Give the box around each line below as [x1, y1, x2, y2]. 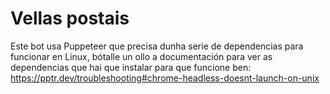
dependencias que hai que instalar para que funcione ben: [10, 61, 252, 73]
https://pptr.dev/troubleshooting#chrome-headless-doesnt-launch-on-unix [10, 72, 320, 84]
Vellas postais [10, 7, 130, 30]
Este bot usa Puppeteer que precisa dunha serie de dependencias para [10, 40, 304, 52]
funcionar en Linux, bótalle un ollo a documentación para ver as [10, 50, 273, 62]
